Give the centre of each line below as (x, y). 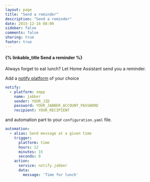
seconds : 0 (29, 156)
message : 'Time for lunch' (51, 175)
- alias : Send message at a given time (51, 134)
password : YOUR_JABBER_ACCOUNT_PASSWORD (56, 106)
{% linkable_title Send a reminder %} (44, 58)
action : (22, 161)
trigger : (23, 138)
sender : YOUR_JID (32, 101)
